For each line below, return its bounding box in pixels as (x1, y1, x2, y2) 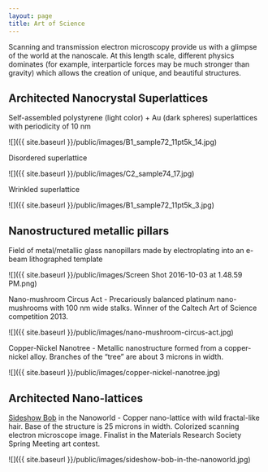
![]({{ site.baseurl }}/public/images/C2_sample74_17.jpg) (8, 168, 195, 179)
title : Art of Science (8, 20, 85, 28)
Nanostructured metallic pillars (8, 224, 169, 238)
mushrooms (8, 303, 49, 313)
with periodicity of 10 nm (8, 121, 92, 131)
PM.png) (8, 278, 38, 289)
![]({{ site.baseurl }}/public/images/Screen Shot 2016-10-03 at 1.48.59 (8, 270, 243, 280)
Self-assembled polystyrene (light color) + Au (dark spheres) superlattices (8, 113, 258, 123)
